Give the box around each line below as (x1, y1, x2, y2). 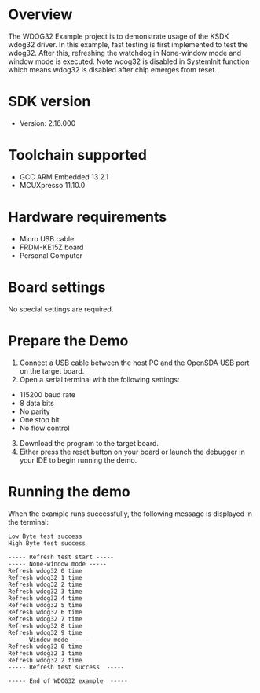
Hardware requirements (8, 208, 167, 226)
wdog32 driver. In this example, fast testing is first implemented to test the (8, 39, 249, 49)
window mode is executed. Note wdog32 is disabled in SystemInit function (8, 57, 250, 66)
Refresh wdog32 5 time (8, 601, 82, 609)
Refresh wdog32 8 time (8, 621, 82, 630)
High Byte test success (8, 539, 86, 547)
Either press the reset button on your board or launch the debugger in (19, 447, 245, 456)
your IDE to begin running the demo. (19, 455, 137, 465)
